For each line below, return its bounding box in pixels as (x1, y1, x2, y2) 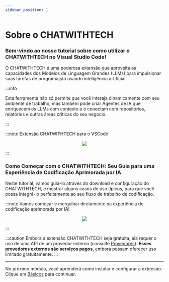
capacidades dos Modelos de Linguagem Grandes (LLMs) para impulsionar (5, 70, 161, 76)
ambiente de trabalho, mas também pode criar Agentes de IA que (5, 100, 141, 106)
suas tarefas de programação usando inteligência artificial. (5, 76, 127, 82)
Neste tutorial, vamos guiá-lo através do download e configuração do (5, 180, 149, 187)
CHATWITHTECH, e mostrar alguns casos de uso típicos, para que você (5, 186, 155, 192)
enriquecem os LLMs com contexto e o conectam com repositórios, (5, 106, 146, 112)
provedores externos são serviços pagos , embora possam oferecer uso (5, 246, 156, 252)
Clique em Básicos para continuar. (5, 271, 76, 277)
